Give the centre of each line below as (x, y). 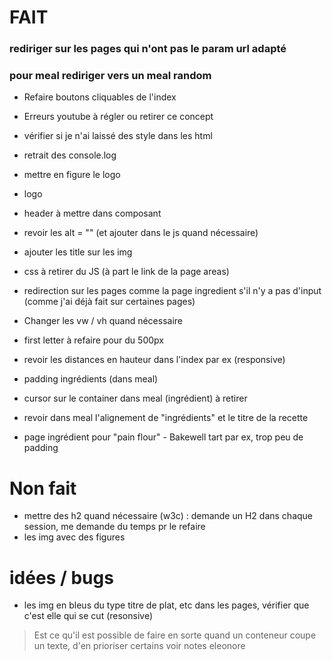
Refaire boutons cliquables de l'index (100, 97)
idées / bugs (61, 577)
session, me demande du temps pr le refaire (114, 527)
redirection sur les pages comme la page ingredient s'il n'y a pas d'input (172, 291)
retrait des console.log (70, 155)
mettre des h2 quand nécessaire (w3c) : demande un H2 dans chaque (168, 516)
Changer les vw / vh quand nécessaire (103, 321)
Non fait (43, 488)
